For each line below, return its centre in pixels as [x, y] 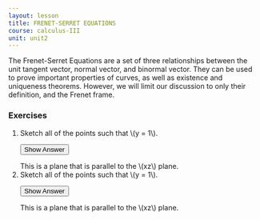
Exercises [28, 115]
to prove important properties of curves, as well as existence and [116, 78]
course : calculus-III [44, 30]
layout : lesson [34, 16]
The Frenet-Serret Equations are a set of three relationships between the [128, 61]
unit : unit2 [28, 38]
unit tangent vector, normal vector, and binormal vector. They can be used [130, 70]
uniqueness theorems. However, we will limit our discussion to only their [127, 86]
